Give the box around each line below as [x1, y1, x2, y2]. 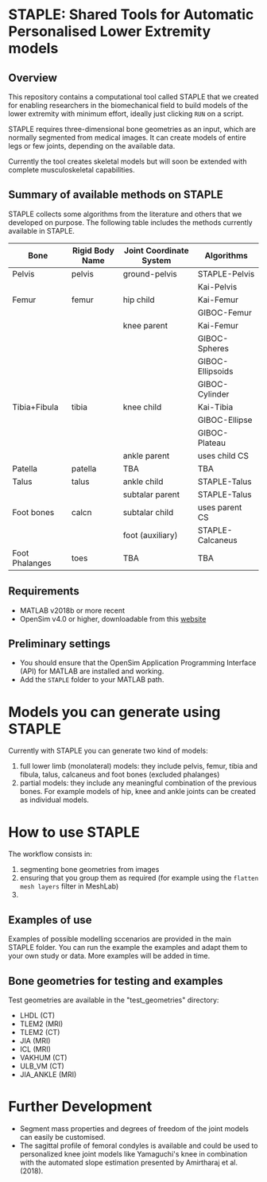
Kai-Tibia [197, 401, 234, 413]
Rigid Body [72, 245, 115, 256]
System [141, 254, 172, 265]
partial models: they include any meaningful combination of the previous [19, 778, 257, 788]
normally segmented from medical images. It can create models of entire [8, 133, 246, 142]
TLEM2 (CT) [19, 1027, 60, 1037]
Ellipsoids [197, 366, 234, 377]
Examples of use [8, 913, 92, 927]
